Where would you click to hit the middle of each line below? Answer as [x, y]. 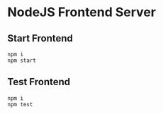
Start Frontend [40, 38]
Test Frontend [39, 82]
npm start [22, 61]
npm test [20, 104]
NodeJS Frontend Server [81, 12]
